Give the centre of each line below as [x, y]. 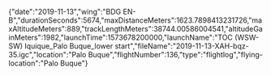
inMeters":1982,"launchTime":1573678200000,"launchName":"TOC [121, 37]
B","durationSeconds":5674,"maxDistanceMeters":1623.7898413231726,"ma [135, 20]
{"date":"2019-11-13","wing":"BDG [65, 12]
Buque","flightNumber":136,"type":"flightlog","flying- [176, 55]
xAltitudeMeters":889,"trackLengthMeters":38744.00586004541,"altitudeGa [136, 29]
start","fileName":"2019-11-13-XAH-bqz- [182, 46]
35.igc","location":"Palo [47, 55]
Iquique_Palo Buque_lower [69, 46]
